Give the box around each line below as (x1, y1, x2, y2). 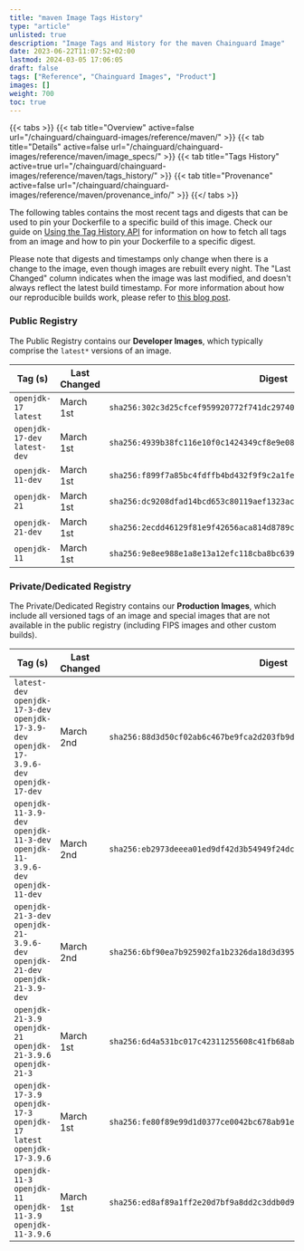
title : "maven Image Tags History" (9, 13, 144, 23)
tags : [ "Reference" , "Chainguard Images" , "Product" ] (9, 72, 217, 82)
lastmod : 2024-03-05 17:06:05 (9, 55, 124, 64)
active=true (9, 160, 52, 172)
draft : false (9, 64, 59, 73)
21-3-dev (14, 910, 52, 920)
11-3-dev (14, 834, 52, 845)
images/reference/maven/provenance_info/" (9, 189, 175, 200)
